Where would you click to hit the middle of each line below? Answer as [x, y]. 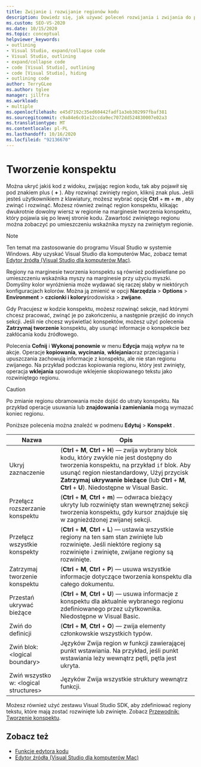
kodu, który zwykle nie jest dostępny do [116, 457]
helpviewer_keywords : [33, 40]
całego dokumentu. [87, 584]
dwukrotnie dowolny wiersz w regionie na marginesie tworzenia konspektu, [99, 211]
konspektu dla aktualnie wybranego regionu [122, 601]
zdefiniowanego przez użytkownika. [111, 608]
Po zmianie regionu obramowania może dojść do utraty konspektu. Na [93, 401]
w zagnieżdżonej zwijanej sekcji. [106, 520]
